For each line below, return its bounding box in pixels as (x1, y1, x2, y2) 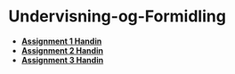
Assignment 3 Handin (20, 54, 104, 65)
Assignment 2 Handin (20, 45, 104, 55)
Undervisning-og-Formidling (8, 6, 226, 27)
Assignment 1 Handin (20, 36, 102, 46)
